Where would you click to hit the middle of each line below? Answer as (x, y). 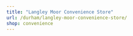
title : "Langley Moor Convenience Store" (60, 12)
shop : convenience (30, 23)
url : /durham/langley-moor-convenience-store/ (67, 18)
